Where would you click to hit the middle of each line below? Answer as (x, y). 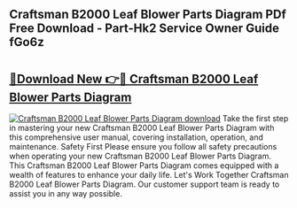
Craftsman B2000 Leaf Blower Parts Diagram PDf (148, 15)
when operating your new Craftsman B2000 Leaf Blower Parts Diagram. (141, 156)
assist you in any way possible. (66, 193)
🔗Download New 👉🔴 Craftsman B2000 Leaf (134, 79)
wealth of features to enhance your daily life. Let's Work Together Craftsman (149, 175)
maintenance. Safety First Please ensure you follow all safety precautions (143, 146)
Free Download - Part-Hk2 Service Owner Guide (145, 29)
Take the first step (255, 118)
